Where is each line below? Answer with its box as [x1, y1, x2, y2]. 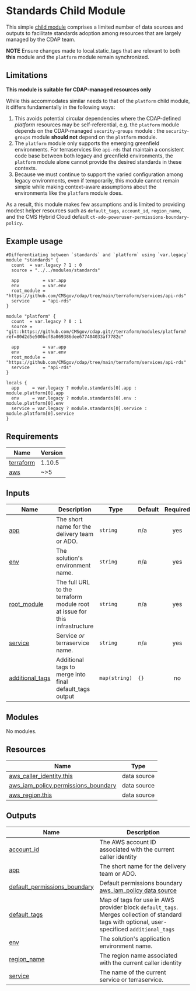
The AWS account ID [99, 838, 156, 846]
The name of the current [99, 968, 166, 976]
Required [164, 505, 191, 514]
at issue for [56, 607, 87, 615]
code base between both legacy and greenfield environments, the [14, 152, 173, 159]
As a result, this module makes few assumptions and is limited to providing [6, 201, 185, 208]
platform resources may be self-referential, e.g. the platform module [14, 121, 180, 128]
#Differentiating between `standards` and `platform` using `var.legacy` [6, 252, 190, 258]
